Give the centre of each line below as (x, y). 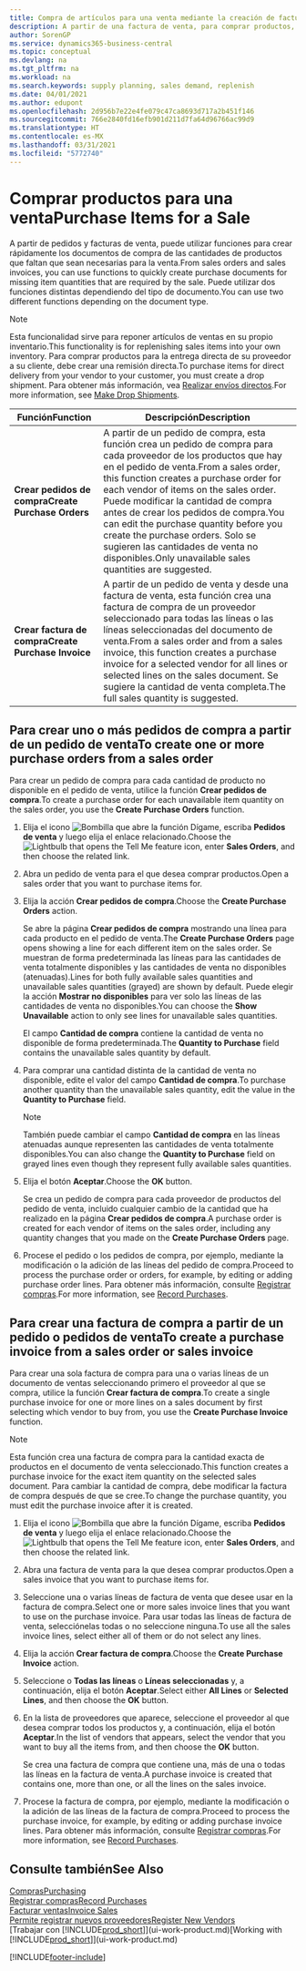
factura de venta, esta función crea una (187, 595)
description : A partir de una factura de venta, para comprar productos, (153, 26)
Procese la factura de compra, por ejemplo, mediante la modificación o (156, 1802)
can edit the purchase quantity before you (193, 523)
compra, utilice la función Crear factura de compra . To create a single (140, 1393)
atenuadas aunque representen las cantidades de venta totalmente (148, 1145)
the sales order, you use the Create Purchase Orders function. (127, 810)
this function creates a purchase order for (192, 477)
